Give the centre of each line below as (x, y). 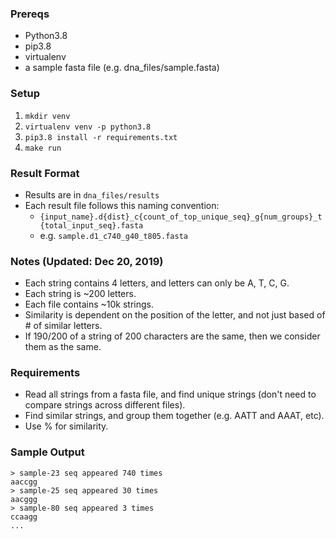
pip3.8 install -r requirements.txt (101, 137)
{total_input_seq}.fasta (91, 225)
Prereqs (30, 14)
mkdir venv (47, 116)
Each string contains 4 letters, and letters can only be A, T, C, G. (157, 283)
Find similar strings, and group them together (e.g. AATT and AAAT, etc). (174, 416)
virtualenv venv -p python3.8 (88, 127)
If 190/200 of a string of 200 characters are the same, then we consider (172, 336)
